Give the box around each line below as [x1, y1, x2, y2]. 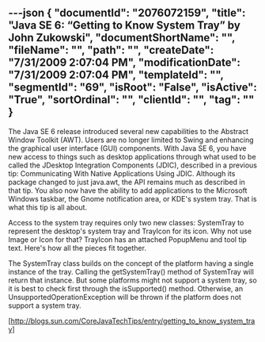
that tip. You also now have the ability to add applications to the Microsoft [8, 186, 248, 195]
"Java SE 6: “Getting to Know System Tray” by [8, 19, 241, 33]
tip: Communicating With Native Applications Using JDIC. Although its [8, 168, 236, 178]
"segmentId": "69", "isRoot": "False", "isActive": [8, 81, 257, 94]
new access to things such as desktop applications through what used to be [8, 152, 256, 161]
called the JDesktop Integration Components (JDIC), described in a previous [8, 160, 257, 170]
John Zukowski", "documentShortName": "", [8, 31, 236, 44]
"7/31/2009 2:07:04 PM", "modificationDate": [8, 56, 241, 70]
